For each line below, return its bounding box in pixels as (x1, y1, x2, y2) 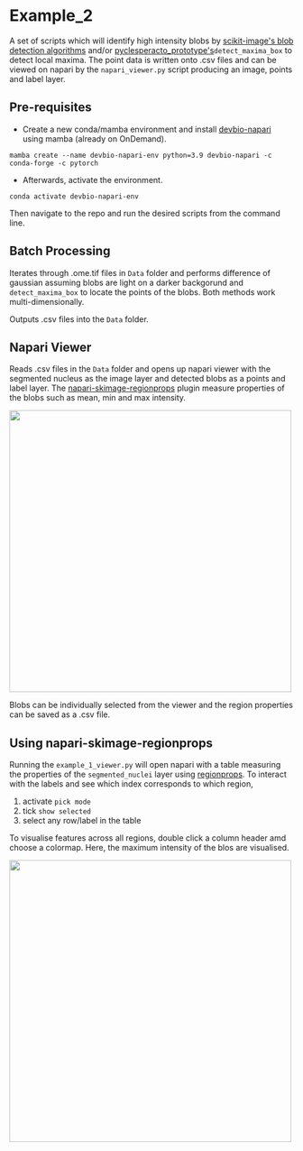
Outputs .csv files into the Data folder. (9, 313, 149, 325)
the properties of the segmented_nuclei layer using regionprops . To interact (9, 769, 287, 780)
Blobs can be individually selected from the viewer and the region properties (9, 700, 293, 711)
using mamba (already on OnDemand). (22, 133, 167, 144)
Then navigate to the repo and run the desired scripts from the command (9, 207, 281, 218)
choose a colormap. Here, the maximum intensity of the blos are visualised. (9, 843, 290, 853)
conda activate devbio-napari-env (9, 191, 140, 201)
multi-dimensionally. (9, 296, 85, 307)
